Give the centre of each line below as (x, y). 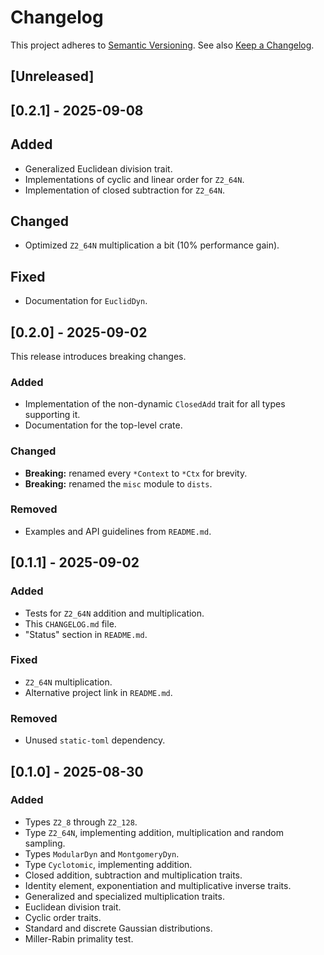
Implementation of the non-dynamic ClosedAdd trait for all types (155, 404)
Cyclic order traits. (63, 917)
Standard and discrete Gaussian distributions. (118, 928)
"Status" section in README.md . (86, 634)
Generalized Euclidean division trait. (98, 168)
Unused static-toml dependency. (95, 740)
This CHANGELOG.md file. (70, 623)
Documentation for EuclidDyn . (86, 301)
